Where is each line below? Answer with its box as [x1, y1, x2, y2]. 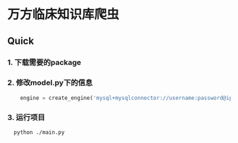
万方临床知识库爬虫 [7, 6, 120, 23]
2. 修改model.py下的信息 [7, 78, 93, 88]
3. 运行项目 [7, 112, 45, 122]
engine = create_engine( [20, 94, 93, 101]
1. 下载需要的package [7, 57, 81, 67]
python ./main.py [13, 128, 65, 136]
